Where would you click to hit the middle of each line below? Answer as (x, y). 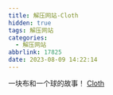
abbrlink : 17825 (35, 52)
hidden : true (30, 23)
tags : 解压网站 (31, 30)
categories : (28, 38)
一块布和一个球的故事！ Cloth (56, 83)
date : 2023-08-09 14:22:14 (53, 60)
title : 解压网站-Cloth (43, 15)
